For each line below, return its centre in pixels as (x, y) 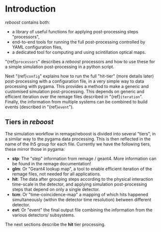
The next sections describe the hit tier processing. (55, 224)
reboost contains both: (28, 22)
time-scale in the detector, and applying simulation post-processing (80, 184)
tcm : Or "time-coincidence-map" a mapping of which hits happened (80, 194)
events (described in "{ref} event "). (39, 107)
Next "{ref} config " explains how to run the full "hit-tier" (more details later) (80, 76)
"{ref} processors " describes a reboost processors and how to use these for (80, 61)
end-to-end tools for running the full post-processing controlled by (79, 42)
